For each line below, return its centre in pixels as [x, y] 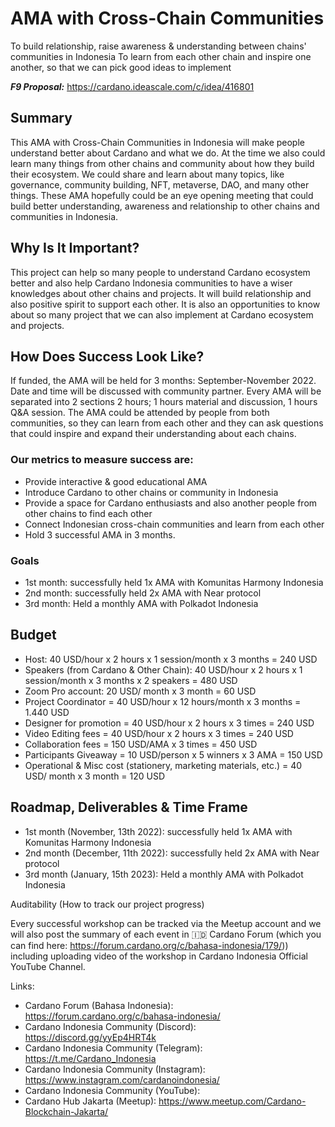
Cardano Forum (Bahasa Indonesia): [99, 1005]
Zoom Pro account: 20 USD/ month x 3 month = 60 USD [140, 691]
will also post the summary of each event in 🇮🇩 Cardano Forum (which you [166, 934]
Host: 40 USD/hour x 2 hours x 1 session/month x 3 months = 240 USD [171, 659]
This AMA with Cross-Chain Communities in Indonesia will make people [157, 142]
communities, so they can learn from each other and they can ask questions [167, 423]
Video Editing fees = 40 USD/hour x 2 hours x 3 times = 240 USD [159, 733]
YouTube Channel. [48, 966]
